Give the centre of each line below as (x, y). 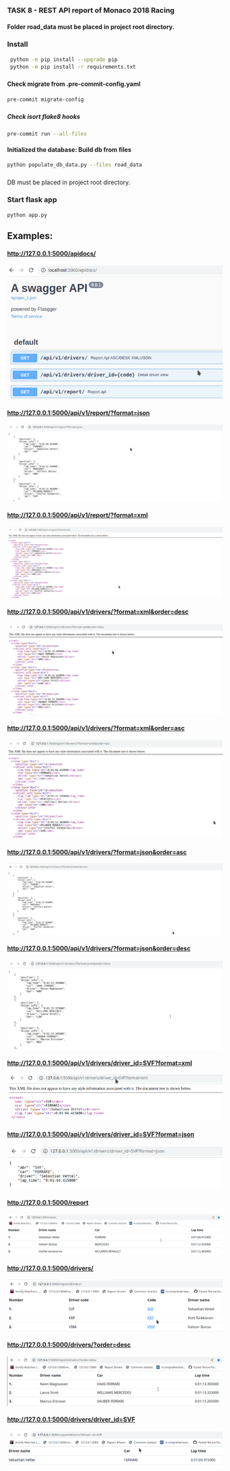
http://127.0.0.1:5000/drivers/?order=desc (69, 1345)
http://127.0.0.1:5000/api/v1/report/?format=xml (78, 515)
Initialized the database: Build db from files (69, 149)
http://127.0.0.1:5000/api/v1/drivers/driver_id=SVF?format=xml (100, 1063)
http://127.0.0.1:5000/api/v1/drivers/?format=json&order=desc (99, 948)
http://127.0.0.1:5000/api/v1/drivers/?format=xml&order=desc (98, 612)
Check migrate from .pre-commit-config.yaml (74, 84)
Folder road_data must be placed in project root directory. (91, 27)
